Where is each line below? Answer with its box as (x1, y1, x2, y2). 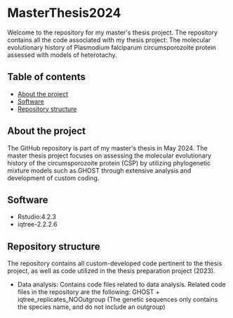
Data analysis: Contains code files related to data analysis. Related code (17, 280, 226, 289)
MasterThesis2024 (7, 5, 121, 21)
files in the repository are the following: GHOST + (17, 288, 160, 296)
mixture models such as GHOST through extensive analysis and (7, 166, 192, 174)
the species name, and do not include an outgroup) (17, 303, 166, 311)
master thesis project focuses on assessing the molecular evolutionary (7, 151, 212, 160)
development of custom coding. (7, 174, 100, 182)
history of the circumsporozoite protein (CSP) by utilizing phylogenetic (7, 158, 211, 167)
